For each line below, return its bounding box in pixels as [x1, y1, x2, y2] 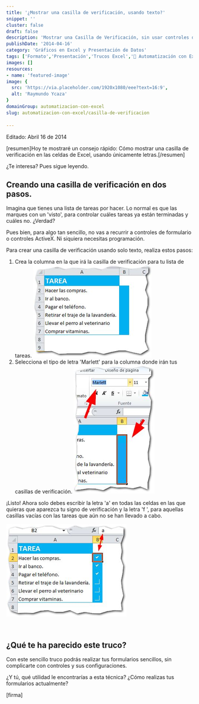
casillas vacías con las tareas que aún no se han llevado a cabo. [6, 512, 162, 519]
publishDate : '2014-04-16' [6, 41, 73, 47]
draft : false [6, 29, 38, 34]
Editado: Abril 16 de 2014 [6, 133, 67, 140]
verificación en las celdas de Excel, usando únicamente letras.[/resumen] [6, 151, 185, 158]
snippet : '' [6, 15, 36, 22]
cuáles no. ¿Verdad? [6, 217, 56, 225]
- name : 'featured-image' [6, 72, 70, 78]
